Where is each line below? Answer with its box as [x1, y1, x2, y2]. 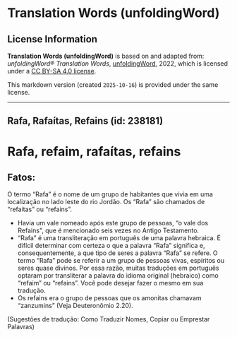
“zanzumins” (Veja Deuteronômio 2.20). [17, 302, 133, 310]
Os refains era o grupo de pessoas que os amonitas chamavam [17, 294, 202, 302]
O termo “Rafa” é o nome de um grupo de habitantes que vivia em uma [7, 190, 214, 199]
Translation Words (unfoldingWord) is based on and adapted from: [7, 52, 205, 60]
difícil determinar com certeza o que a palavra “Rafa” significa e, [17, 242, 206, 250]
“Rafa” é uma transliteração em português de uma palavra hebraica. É [17, 234, 221, 242]
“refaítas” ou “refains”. [7, 205, 73, 213]
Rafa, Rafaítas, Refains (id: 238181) [7, 115, 164, 127]
